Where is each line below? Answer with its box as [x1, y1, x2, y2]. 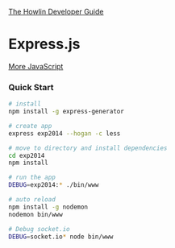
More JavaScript [8, 61, 64, 71]
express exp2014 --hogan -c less [8, 129, 121, 138]
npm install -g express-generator [8, 108, 125, 116]
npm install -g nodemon [8, 203, 89, 211]
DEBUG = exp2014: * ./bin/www [8, 181, 99, 189]
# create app [8, 122, 52, 130]
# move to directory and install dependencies [8, 144, 168, 152]
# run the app [8, 173, 56, 182]
